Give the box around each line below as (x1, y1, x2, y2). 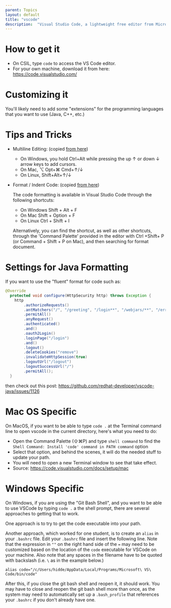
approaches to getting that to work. (5, 510, 79, 516)
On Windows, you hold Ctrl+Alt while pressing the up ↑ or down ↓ (20, 156, 160, 162)
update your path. (12, 454, 50, 460)
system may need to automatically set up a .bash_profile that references (5, 591, 159, 597)
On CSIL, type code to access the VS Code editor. (12, 61, 116, 67)
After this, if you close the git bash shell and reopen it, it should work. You (5, 581, 160, 587)
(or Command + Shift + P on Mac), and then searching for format (12, 239, 149, 245)
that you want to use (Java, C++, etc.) (5, 111, 85, 118)
